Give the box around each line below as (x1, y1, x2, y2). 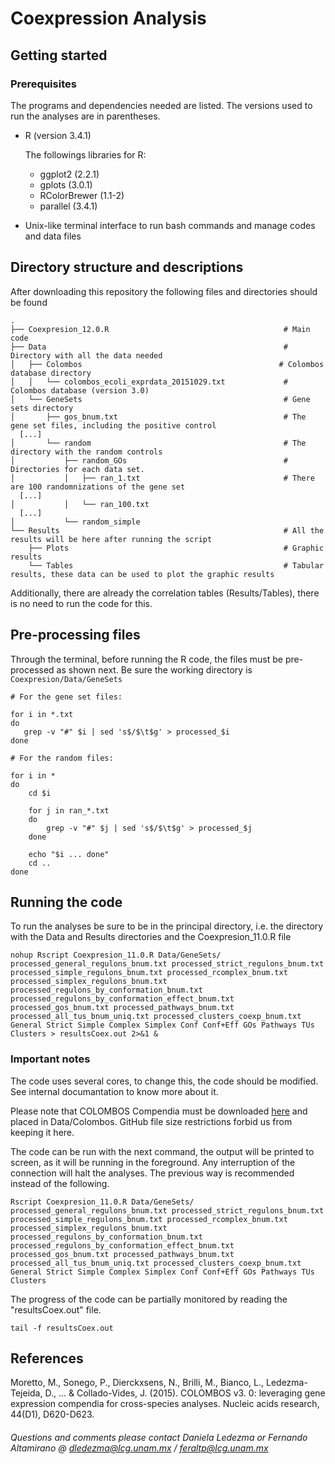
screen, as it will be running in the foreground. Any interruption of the (10, 1156, 296, 1168)
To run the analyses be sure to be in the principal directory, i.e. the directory (10, 920, 324, 932)
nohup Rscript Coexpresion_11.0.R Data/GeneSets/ (10, 950, 222, 961)
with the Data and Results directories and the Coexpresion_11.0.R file (10, 931, 292, 943)
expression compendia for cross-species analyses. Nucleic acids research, (10, 1398, 320, 1410)
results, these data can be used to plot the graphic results (10, 569, 275, 579)
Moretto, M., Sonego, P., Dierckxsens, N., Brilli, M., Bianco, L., (10, 1377, 265, 1389)
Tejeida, (10, 1387, 43, 1399)
